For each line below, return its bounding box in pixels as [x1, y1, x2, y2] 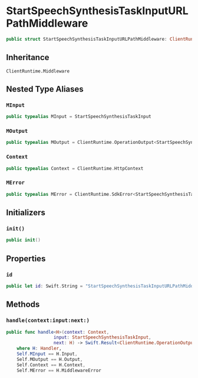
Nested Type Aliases [6, 84, 84, 94]
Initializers [6, 208, 46, 218]
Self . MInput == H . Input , [16, 351, 78, 357]
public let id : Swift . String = [6, 283, 83, 289]
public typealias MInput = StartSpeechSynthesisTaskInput [6, 114, 151, 120]
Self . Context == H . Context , [16, 361, 85, 368]
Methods [6, 300, 40, 310]
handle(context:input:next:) [6, 317, 90, 324]
